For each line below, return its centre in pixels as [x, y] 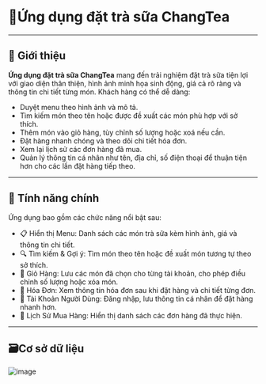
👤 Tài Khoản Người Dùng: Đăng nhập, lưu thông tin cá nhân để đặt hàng [136, 298]
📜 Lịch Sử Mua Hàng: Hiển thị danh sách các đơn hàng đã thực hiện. [131, 315]
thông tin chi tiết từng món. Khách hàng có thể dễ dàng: [99, 92]
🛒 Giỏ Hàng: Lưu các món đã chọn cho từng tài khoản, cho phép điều [133, 273]
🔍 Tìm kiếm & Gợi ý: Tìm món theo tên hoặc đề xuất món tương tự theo [135, 253]
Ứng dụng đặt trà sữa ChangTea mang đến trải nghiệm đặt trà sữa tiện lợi [128, 74]
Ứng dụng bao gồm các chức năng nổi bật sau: [85, 217]
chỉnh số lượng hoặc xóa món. [69, 282]
